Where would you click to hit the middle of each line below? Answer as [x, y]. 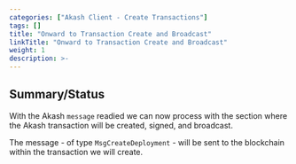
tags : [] [25, 26]
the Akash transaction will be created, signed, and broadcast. [121, 125]
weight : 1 [27, 51]
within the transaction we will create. [76, 152]
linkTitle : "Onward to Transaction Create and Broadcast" [118, 42]
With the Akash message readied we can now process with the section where [148, 115]
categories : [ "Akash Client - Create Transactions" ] [109, 17]
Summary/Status [57, 94]
